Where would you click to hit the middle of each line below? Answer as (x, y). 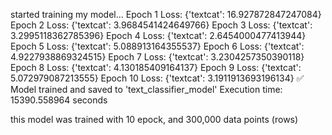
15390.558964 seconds (59, 100)
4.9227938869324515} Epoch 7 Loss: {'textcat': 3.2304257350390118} (157, 57)
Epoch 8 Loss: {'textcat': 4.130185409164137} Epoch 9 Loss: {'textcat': (156, 67)
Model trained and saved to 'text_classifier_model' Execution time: (146, 89)
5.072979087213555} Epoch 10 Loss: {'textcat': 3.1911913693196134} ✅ (157, 78)
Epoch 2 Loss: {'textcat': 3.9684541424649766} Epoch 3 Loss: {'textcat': (161, 25)
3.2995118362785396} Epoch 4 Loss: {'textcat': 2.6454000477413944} (158, 35)
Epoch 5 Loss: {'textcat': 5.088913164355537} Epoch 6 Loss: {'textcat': (157, 46)
